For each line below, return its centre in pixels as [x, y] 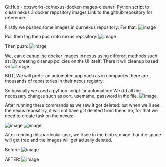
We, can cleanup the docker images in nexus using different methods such [81, 56]
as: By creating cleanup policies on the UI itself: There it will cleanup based [82, 61]
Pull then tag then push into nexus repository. [51, 37]
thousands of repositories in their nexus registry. [55, 81]
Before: [13, 150]
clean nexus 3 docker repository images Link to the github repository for [79, 12]
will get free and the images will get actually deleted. [59, 140]
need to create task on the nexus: [39, 116]
